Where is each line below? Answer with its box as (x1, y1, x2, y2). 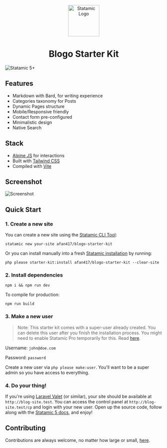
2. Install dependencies (5, 271, 63, 278)
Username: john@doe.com (5, 345, 56, 351)
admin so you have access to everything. (5, 369, 90, 375)
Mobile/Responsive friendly (12, 108, 69, 115)
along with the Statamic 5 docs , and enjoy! (5, 409, 93, 415)
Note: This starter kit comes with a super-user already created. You (17, 324, 156, 330)
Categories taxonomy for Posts (12, 98, 76, 104)
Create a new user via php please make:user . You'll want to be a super (5, 364, 150, 370)
